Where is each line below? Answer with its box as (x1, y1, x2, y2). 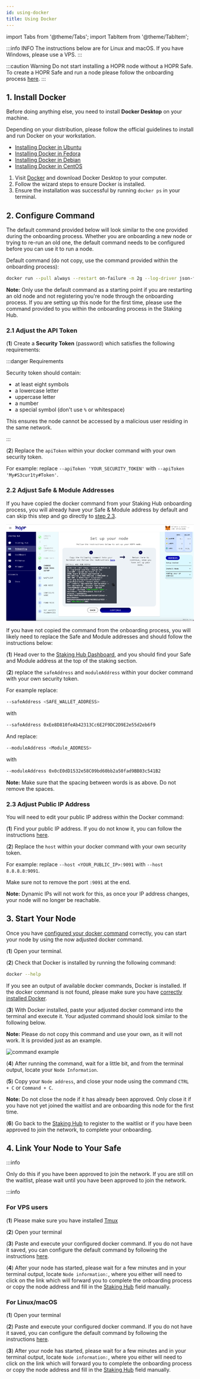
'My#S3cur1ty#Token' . (6, 471, 59, 479)
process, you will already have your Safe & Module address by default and (6, 506, 189, 513)
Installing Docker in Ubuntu (14, 143, 82, 151)
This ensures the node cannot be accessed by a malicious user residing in (6, 417, 189, 425)
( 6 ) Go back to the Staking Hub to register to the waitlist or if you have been (6, 1119, 192, 1127)
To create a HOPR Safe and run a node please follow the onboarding (6, 68, 174, 76)
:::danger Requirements (6, 358, 64, 365)
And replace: (6, 732, 37, 740)
